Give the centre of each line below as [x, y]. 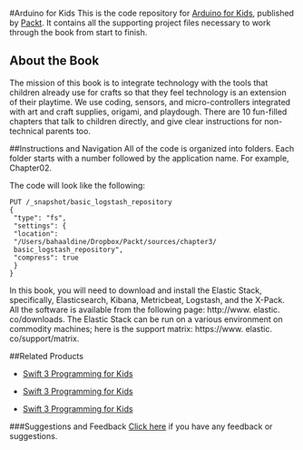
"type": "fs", [40, 218]
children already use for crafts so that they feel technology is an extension [148, 92]
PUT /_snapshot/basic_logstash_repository [91, 202]
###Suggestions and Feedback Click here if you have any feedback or [141, 426]
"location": [36, 234]
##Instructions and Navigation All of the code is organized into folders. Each [152, 148]
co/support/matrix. [44, 338]
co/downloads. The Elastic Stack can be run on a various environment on [146, 319]
